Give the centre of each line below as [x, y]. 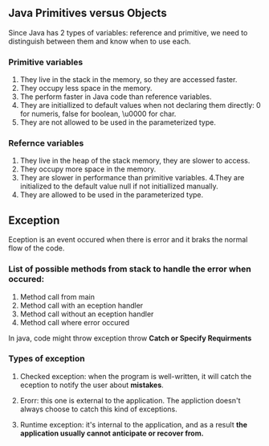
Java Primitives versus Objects [88, 13]
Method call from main [57, 296]
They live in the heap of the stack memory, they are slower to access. [135, 161]
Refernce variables [46, 143]
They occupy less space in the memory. [86, 89]
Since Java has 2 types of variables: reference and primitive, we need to [128, 32]
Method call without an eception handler [87, 314]
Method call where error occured [75, 322]
